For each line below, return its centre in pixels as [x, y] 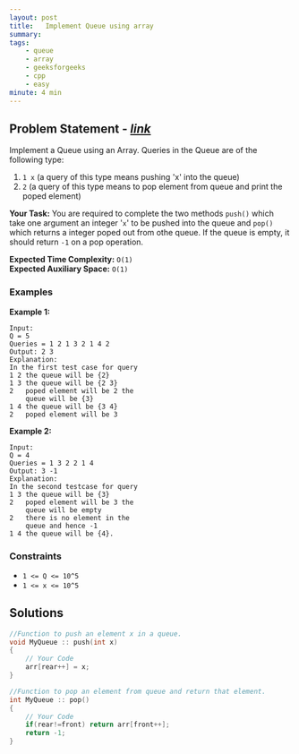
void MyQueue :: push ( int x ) [64, 642]
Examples [31, 292]
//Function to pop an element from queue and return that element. [138, 691]
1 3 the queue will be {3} [60, 494]
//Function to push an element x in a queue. [95, 634]
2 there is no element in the [69, 518]
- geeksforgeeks [56, 68]
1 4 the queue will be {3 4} [64, 407]
